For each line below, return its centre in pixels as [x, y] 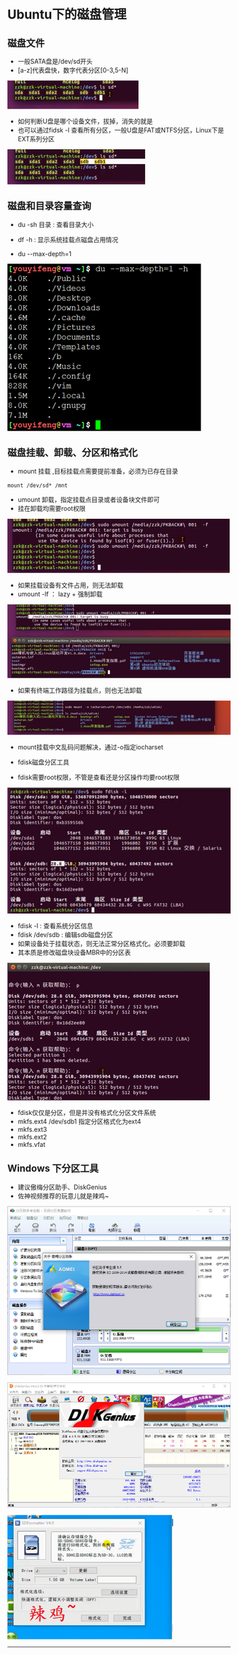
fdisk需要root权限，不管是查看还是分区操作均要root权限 [98, 777]
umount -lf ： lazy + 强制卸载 [60, 594]
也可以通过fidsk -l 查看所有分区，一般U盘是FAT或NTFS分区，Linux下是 [121, 130]
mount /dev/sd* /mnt [38, 485]
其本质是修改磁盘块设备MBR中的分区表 [74, 952]
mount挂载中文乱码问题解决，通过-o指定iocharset [90, 747]
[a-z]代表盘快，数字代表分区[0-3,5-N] [73, 70]
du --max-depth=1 [45, 253]
